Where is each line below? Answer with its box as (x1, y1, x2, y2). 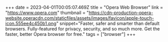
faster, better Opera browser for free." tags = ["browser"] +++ (5, 31, 136, 37)
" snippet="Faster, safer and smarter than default (56, 20, 160, 26)
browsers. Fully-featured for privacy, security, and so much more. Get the (5, 26, 160, 32)
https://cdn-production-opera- (88, 10, 153, 16)
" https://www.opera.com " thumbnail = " (5, 10, 89, 16)
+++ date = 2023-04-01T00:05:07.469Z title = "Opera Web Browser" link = (5, 5, 163, 10)
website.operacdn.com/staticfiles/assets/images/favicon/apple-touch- (5, 15, 154, 21)
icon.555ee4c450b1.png (5, 20, 57, 26)
